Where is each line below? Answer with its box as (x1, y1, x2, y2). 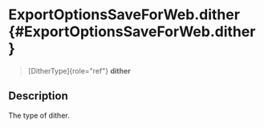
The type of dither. (8, 110, 70, 120)
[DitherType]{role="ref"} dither (27, 66, 131, 75)
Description (8, 90, 68, 103)
